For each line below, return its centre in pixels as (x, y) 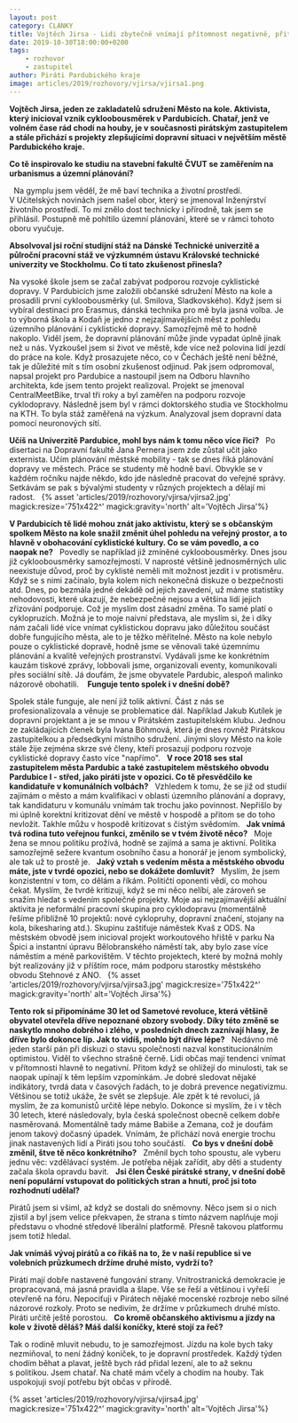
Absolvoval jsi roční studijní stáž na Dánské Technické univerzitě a (134, 245)
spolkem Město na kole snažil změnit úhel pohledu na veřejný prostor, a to (149, 533)
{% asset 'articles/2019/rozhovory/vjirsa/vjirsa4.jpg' (104, 1399)
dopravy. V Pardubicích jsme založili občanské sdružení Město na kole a (141, 290)
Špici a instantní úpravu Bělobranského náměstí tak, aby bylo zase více (139, 946)
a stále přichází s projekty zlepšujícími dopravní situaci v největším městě (148, 137)
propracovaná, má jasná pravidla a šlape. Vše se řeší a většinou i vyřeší (139, 1289)
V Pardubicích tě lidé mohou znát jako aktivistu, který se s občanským (141, 523)
